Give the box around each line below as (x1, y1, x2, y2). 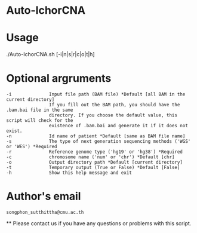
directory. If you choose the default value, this (48, 112, 178, 118)
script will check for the (6, 118, 73, 124)
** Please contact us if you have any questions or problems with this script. (6, 220, 192, 227)
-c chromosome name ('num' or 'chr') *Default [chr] (6, 154, 175, 160)
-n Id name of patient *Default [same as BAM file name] (6, 133, 186, 139)
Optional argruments (6, 72, 112, 85)
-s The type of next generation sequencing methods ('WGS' (6, 139, 191, 145)
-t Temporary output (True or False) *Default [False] (6, 165, 180, 171)
